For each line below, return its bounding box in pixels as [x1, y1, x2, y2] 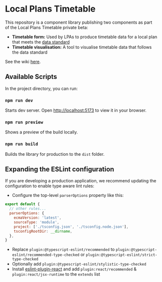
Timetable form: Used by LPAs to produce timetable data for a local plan [12, 34, 158, 40]
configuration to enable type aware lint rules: [5, 183, 94, 189]
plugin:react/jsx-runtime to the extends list [12, 271, 101, 277]
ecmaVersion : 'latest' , [14, 215, 62, 221]
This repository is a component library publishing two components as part [5, 19, 152, 25]
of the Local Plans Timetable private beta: [5, 24, 88, 30]
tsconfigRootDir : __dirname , [14, 229, 73, 234]
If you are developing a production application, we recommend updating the [5, 178, 156, 184]
